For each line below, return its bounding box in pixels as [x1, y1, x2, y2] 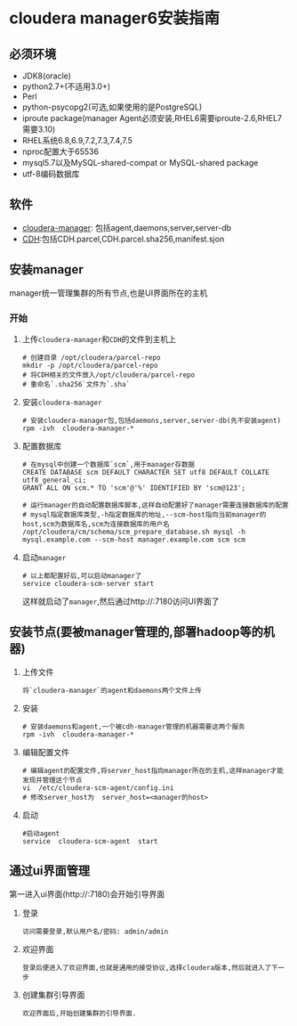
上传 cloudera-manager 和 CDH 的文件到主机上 [21, 333, 176, 344]
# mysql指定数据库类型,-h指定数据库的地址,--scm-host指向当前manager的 [21, 509, 267, 519]
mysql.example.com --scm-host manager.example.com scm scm [21, 535, 246, 544]
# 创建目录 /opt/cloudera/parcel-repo [21, 353, 161, 362]
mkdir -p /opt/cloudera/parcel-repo [21, 361, 158, 370]
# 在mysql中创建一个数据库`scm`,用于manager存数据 [21, 460, 196, 468]
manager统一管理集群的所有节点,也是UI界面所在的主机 [9, 287, 208, 298]
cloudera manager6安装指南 [9, 8, 221, 28]
